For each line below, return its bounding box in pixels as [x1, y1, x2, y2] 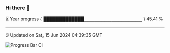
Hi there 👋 [5, 4, 30, 11]
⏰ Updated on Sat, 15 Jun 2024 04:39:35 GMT [5, 32, 103, 38]
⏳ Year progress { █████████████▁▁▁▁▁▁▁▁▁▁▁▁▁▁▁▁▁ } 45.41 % [5, 16, 163, 22]
